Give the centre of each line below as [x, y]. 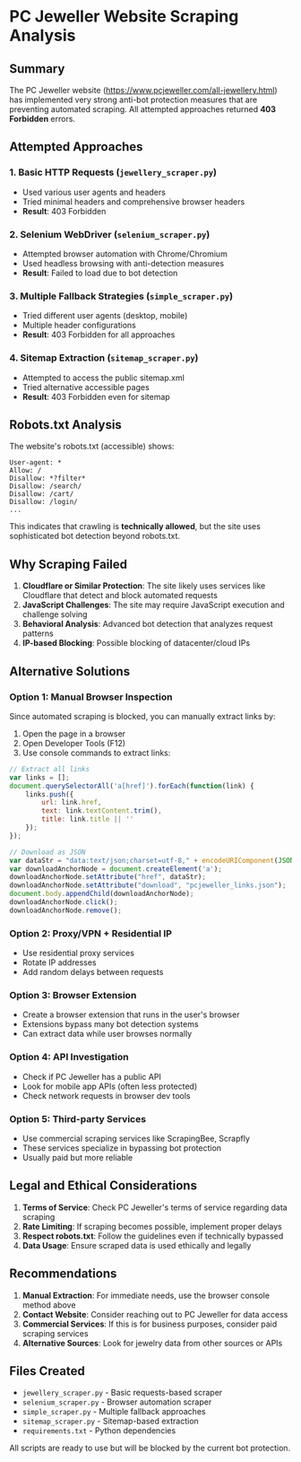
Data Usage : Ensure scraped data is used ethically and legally [137, 1245]
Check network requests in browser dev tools [106, 1095]
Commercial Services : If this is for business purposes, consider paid [150, 1324]
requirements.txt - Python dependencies [99, 1431]
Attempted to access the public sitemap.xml [103, 378]
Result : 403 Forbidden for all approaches [99, 335]
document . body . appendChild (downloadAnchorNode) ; [102, 894]
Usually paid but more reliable [77, 1157]
